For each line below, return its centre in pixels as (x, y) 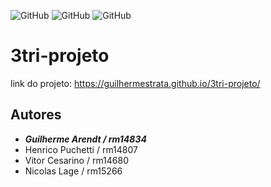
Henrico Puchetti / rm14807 (81, 149)
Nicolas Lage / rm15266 (73, 171)
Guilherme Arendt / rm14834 (85, 139)
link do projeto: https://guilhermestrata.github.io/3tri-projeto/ (135, 83)
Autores (36, 115)
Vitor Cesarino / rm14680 (77, 160)
